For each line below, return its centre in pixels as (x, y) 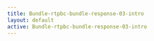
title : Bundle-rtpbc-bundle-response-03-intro (76, 14)
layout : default (31, 20)
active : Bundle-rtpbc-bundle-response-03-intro (77, 26)
